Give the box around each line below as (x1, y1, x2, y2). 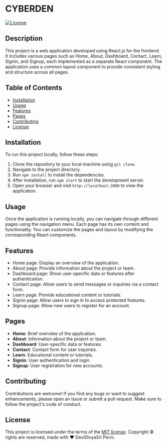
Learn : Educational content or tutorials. (12, 351, 94, 358)
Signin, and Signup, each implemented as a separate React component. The (5, 58, 162, 64)
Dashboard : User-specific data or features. (12, 341, 102, 347)
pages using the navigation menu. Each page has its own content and (5, 221, 149, 227)
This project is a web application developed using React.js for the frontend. (5, 47, 160, 53)
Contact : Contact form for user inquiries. (12, 346, 97, 352)
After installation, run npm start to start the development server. (12, 177, 144, 184)
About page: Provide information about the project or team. (12, 265, 135, 271)
